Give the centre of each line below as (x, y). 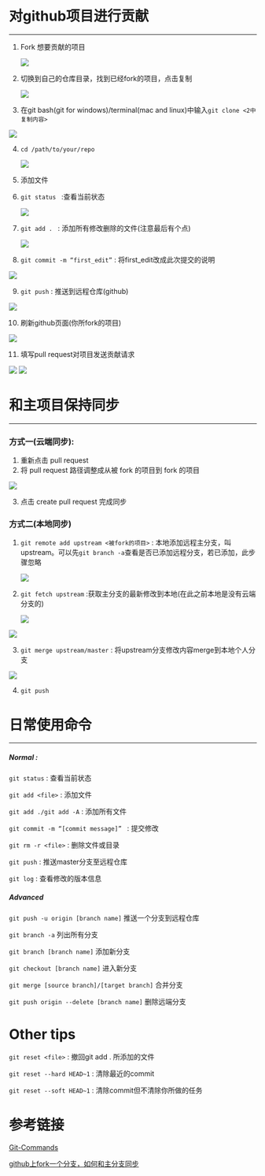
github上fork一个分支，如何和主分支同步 (74, 1164)
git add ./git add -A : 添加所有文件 (68, 812)
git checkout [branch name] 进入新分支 (73, 968)
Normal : (24, 757)
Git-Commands (33, 1148)
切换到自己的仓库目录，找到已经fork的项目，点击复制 (106, 78)
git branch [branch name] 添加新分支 (70, 951)
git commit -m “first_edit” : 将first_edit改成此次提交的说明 (118, 259)
